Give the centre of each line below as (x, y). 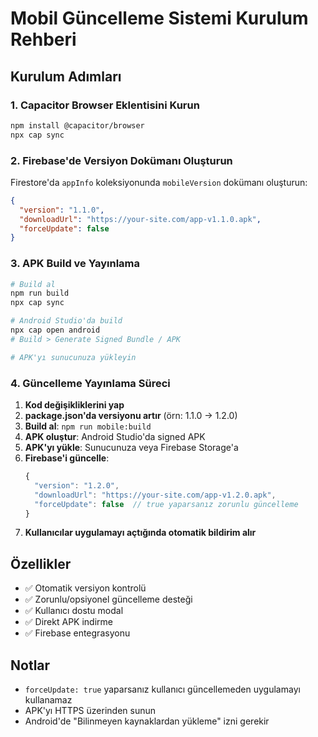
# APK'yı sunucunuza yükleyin (73, 357)
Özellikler (41, 563)
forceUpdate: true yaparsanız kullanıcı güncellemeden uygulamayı (162, 689)
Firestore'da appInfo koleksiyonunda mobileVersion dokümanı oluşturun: (159, 182)
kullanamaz (48, 700)
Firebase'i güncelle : (67, 458)
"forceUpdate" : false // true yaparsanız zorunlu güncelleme (166, 504)
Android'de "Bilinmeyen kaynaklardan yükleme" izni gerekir (147, 721)
